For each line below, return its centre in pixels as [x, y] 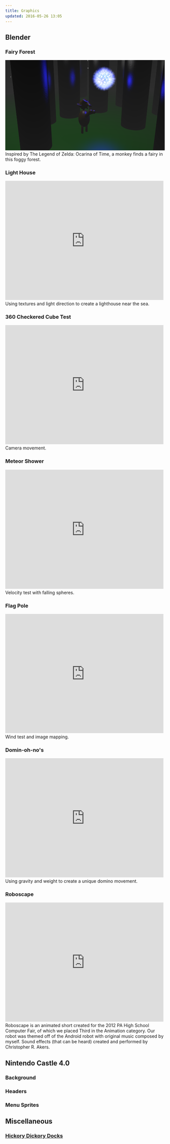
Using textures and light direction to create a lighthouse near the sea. [77, 304]
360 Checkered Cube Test [38, 317]
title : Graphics [22, 11]
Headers [16, 1091]
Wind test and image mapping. [37, 737]
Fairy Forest [20, 52]
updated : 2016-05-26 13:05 [34, 16]
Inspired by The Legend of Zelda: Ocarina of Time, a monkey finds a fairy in [84, 154]
